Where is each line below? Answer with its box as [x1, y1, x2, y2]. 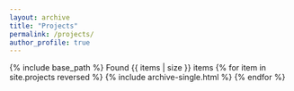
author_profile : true [9, 37, 91, 47]
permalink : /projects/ [9, 29, 94, 38]
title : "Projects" [9, 21, 78, 30]
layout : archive [9, 12, 70, 22]
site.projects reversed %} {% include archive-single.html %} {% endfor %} [9, 72, 286, 83]
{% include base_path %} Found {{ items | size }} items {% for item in [9, 62, 267, 73]
